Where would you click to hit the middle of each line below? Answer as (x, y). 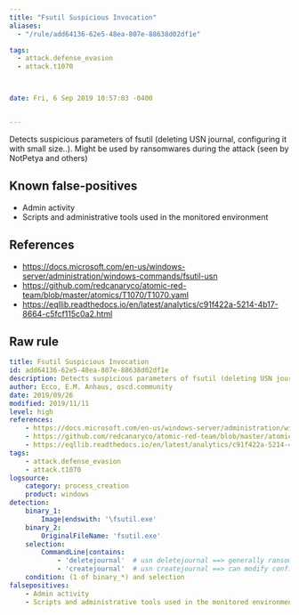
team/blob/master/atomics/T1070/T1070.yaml (105, 295)
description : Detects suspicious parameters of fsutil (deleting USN (141, 379)
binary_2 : (44, 527)
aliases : (25, 26)
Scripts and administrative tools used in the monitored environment (145, 217)
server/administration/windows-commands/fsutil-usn (120, 276)
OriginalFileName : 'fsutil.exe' (101, 536)
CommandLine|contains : (83, 553)
